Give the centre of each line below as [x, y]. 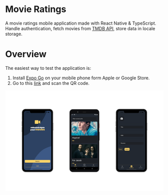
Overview [26, 54]
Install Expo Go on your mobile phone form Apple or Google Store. [81, 78]
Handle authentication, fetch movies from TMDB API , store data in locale [80, 28]
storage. [14, 34]
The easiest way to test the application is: [48, 68]
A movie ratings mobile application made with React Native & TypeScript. [81, 23]
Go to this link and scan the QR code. [51, 83]
